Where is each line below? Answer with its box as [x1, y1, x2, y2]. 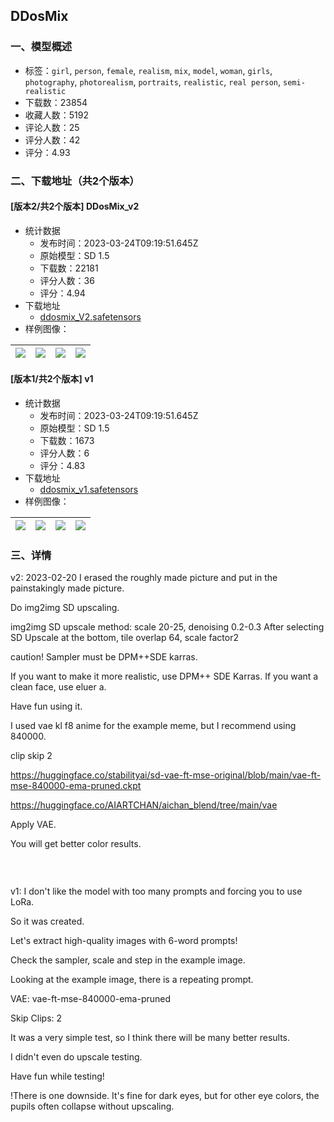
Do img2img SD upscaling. [10, 602, 120, 614]
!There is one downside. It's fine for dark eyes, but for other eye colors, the [10, 1090, 320, 1102]
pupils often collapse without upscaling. [10, 1100, 175, 1113]
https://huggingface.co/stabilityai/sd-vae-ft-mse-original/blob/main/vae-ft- [10, 769, 322, 781]
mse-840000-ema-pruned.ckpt [10, 780, 142, 792]
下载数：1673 [39, 435, 95, 447]
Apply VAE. [10, 819, 57, 831]
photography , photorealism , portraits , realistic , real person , [24, 75, 282, 88]
